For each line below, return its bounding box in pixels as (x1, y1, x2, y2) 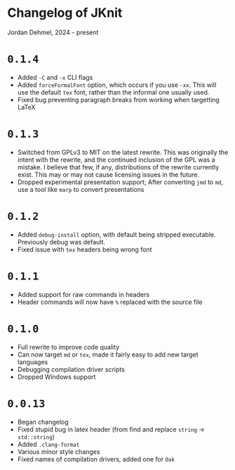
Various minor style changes (17, 447, 100, 456)
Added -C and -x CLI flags (17, 73, 93, 81)
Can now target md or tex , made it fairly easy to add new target (17, 350, 199, 359)
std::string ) (17, 432, 55, 441)
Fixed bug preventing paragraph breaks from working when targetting (17, 95, 220, 104)
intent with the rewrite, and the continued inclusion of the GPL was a (17, 155, 215, 164)
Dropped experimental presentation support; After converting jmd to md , (17, 177, 224, 186)
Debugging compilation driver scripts (17, 365, 125, 373)
